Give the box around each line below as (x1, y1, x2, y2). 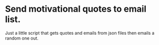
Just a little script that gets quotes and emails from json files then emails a (5, 30, 155, 36)
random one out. (5, 35, 39, 41)
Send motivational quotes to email (5, 3, 147, 15)
